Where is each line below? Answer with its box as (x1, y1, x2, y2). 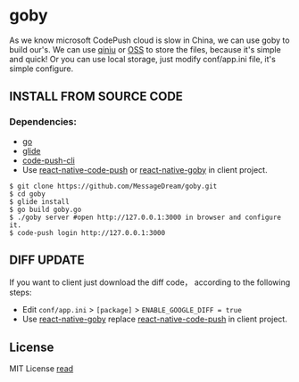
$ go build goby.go (9, 205, 82, 214)
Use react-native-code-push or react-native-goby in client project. (21, 164, 268, 175)
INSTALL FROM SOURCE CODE (9, 89, 183, 104)
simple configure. (9, 63, 74, 74)
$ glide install (9, 197, 70, 206)
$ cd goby (9, 189, 46, 199)
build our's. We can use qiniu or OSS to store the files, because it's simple (9, 44, 281, 54)
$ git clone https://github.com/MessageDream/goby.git (9, 182, 218, 191)
